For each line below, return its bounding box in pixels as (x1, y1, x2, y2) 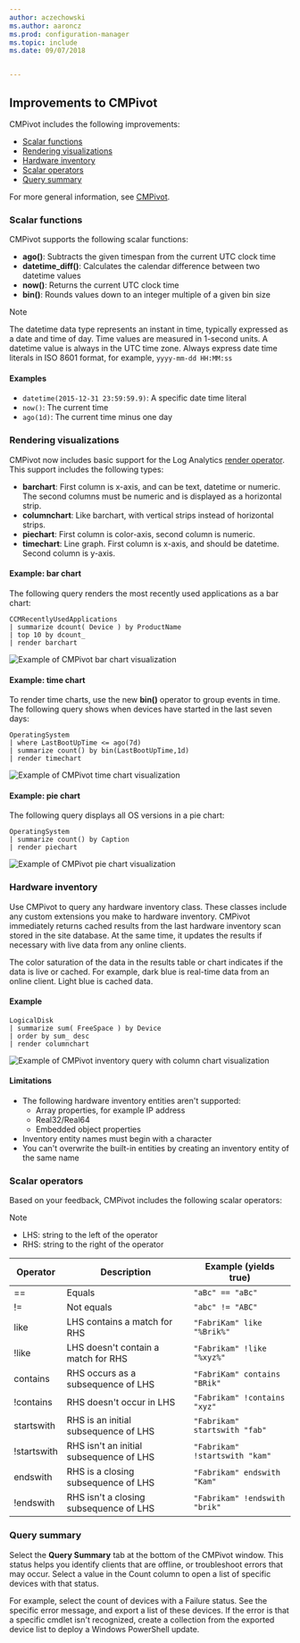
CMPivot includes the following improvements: (9, 118, 180, 130)
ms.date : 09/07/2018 (9, 46, 87, 55)
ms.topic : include (9, 38, 78, 47)
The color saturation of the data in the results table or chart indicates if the (9, 956, 284, 967)
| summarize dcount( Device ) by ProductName (9, 622, 181, 631)
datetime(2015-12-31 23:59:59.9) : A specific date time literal (21, 392, 247, 403)
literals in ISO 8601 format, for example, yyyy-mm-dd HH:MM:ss (9, 352, 233, 363)
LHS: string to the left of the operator (21, 1230, 158, 1241)
